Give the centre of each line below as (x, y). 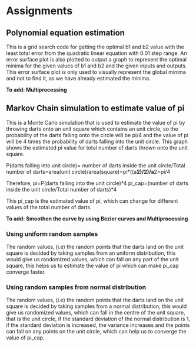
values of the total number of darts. (49, 207)
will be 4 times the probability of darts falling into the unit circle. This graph (97, 141)
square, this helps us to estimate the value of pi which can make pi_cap (93, 266)
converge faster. (26, 272)
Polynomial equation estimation (66, 33)
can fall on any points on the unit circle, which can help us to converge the (96, 332)
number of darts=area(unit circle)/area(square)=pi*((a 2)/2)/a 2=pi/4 (88, 171)
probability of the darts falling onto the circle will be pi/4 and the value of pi (97, 135)
